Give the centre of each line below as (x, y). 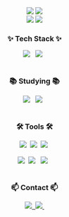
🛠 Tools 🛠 (34, 127)
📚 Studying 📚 (34, 81)
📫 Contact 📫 (34, 187)
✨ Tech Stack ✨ (34, 38)
